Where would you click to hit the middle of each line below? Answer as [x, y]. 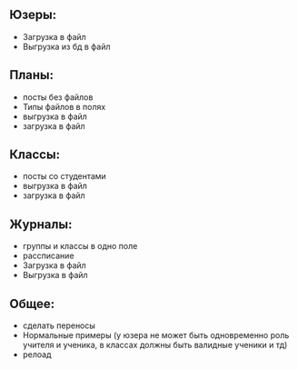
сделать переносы [59, 325]
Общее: [32, 304]
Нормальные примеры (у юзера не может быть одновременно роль [156, 335]
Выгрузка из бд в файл [66, 46]
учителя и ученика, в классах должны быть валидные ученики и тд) [155, 345]
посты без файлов [58, 97]
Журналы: [41, 224]
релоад [37, 354]
